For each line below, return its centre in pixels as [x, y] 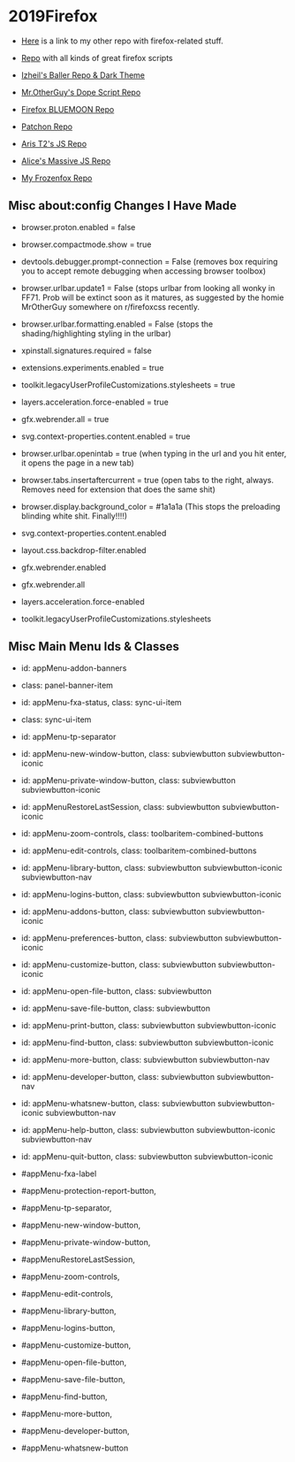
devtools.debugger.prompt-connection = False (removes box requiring [149, 261]
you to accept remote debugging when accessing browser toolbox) [144, 271]
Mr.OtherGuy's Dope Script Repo [81, 92]
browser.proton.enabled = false [78, 227]
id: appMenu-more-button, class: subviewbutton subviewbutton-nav [145, 1059]
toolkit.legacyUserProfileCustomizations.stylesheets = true [128, 385]
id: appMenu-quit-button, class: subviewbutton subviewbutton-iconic [147, 1156]
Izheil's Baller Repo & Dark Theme [83, 75]
